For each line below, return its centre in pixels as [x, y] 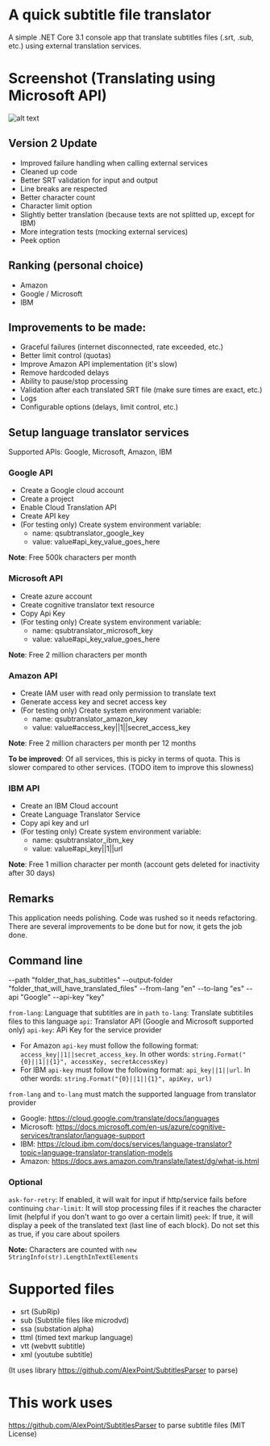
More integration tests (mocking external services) [104, 231]
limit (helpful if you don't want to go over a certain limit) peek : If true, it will [131, 1217]
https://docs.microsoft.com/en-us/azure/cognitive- [141, 1127]
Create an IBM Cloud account [69, 806]
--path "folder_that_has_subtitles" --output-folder [91, 980]
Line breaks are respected [63, 188]
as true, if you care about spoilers [64, 1234]
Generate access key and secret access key [93, 702]
